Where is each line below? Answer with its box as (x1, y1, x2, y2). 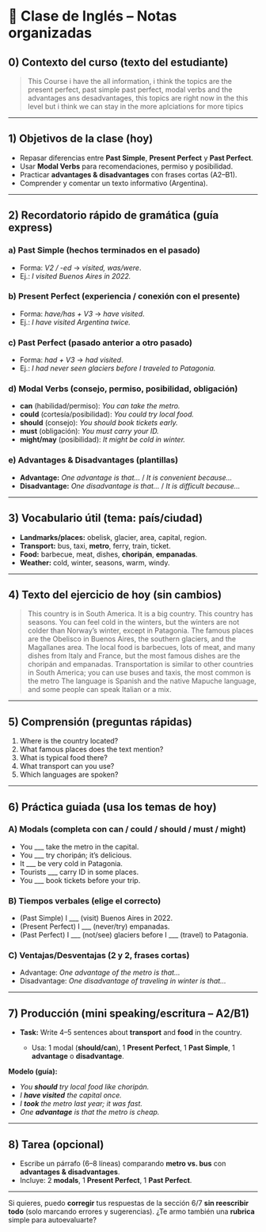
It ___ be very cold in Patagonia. (19, 858, 123, 868)
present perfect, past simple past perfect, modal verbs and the (27, 85, 233, 94)
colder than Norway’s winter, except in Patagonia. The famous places (27, 626, 254, 636)
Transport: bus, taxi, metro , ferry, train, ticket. (19, 541, 172, 550)
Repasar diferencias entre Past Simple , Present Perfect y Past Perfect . (19, 153, 253, 162)
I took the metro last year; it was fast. (19, 1099, 142, 1108)
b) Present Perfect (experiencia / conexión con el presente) (8, 291, 241, 302)
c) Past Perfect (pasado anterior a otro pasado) (8, 337, 192, 348)
